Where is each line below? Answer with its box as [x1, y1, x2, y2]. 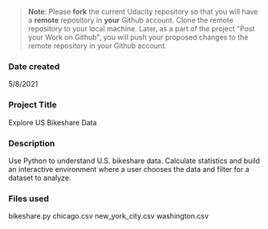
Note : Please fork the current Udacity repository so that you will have [27, 7, 258, 16]
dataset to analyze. [8, 173, 71, 182]
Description [8, 137, 55, 149]
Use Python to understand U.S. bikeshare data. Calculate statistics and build [8, 156, 261, 166]
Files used [8, 193, 50, 204]
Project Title [8, 100, 58, 111]
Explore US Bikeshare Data [8, 117, 98, 127]
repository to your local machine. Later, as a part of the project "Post [27, 24, 255, 33]
